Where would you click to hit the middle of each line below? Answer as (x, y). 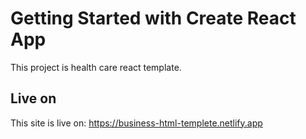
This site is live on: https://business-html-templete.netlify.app (136, 123)
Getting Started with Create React (153, 18)
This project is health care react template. (96, 67)
